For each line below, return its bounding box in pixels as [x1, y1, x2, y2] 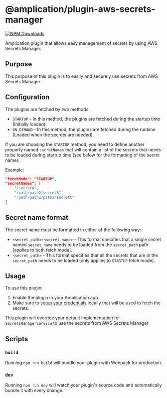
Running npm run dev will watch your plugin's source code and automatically [5, 382, 162, 388]
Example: [5, 167, 24, 173]
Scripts [5, 335, 28, 343]
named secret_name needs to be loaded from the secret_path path [12, 242, 149, 248]
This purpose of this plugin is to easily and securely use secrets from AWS [5, 73, 158, 79]
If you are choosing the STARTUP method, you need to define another [5, 141, 145, 147]
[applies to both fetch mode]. [12, 247, 72, 253]
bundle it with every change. [5, 388, 64, 394]
